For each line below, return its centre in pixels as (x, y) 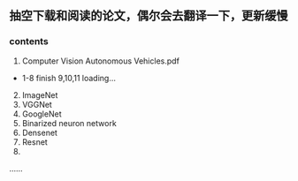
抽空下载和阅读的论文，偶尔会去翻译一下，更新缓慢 (149, 16)
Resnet (35, 142)
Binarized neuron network (69, 123)
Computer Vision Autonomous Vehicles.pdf (100, 61)
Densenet (39, 132)
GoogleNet (42, 114)
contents (29, 41)
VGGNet (37, 104)
